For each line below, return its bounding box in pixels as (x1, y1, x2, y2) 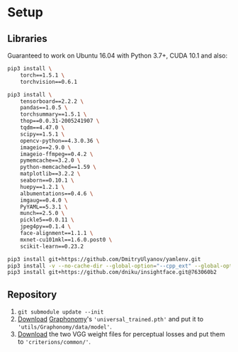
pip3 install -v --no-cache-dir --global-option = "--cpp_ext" (7, 262, 192, 270)
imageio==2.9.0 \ (20, 143, 72, 151)
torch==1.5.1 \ (20, 72, 65, 79)
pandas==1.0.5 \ (20, 104, 69, 111)
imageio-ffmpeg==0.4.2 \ (20, 150, 93, 158)
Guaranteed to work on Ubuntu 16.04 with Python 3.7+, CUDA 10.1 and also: (7, 51, 228, 60)
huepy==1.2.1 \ (20, 183, 65, 190)
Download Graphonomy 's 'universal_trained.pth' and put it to (17, 315, 204, 324)
